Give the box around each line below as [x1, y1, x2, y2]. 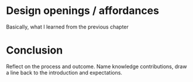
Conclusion [6, 44, 63, 57]
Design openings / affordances [6, 4, 160, 17]
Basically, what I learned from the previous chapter [6, 23, 129, 30]
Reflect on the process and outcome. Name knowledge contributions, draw [6, 63, 187, 70]
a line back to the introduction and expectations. [6, 69, 123, 76]
